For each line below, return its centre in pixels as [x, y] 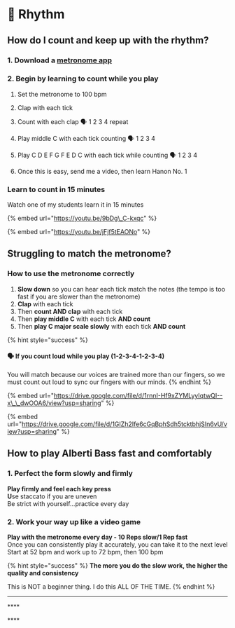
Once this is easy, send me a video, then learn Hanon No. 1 [102, 171]
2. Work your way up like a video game [74, 521]
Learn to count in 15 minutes [56, 189]
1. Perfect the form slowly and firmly [70, 474]
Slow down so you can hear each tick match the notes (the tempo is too [121, 289]
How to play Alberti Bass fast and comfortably [109, 454]
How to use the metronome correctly [71, 274]
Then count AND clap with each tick [70, 311]
